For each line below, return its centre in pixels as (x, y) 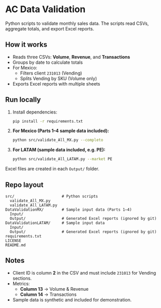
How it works (26, 45)
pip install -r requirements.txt (48, 121)
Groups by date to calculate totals (48, 62)
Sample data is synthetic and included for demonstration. (72, 299)
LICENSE (13, 241)
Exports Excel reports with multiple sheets (56, 84)
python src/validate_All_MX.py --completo (58, 140)
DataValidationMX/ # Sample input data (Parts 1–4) (69, 210)
